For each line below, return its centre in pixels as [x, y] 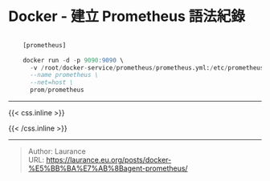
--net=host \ [51, 82]
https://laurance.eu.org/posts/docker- [109, 160]
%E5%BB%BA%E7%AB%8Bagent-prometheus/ [108, 168]
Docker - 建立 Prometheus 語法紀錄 [127, 16]
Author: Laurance [57, 151]
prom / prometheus [57, 90]
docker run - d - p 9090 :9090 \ [74, 60]
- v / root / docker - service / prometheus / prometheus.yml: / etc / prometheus [147, 68]
